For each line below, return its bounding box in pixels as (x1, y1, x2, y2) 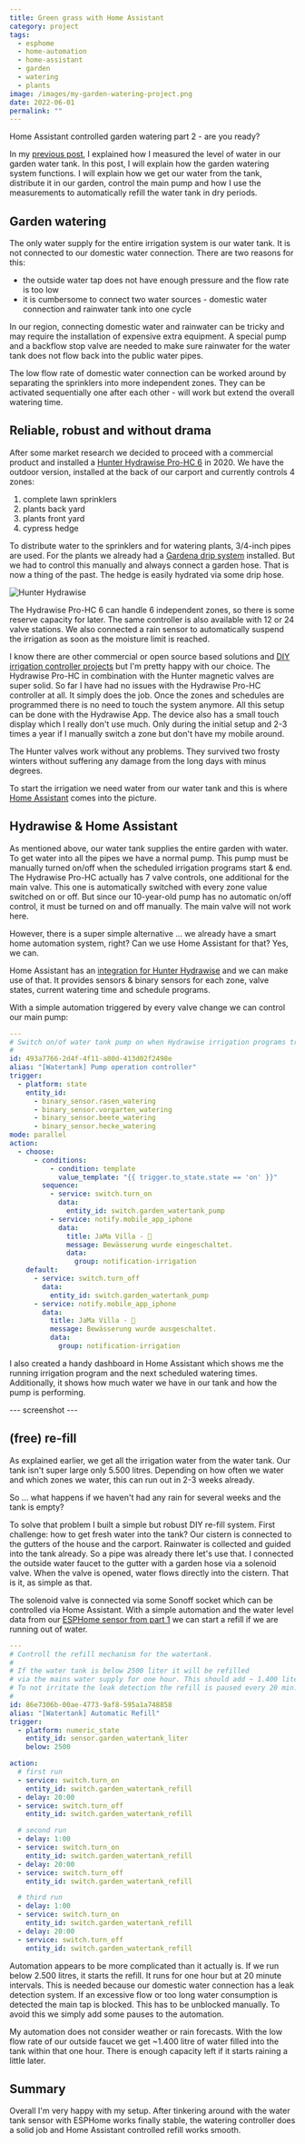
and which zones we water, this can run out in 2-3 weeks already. (9, 1474, 255, 1485)
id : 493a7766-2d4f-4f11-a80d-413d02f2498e (9, 1055, 172, 1064)
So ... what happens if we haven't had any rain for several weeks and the (9, 1492, 281, 1503)
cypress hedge (22, 522, 79, 533)
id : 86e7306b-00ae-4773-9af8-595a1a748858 (9, 1700, 172, 1709)
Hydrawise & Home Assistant (9, 819, 179, 834)
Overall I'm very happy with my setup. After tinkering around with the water (9, 2105, 290, 2117)
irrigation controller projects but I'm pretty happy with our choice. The (9, 660, 271, 671)
